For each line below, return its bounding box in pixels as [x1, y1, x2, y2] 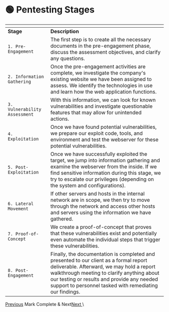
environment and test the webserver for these [50, 136, 158, 143]
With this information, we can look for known [50, 96, 156, 103]
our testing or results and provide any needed [50, 275, 158, 282]
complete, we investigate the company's [50, 69, 146, 76]
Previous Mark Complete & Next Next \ [5, 301, 84, 307]
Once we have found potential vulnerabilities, [50, 123, 157, 130]
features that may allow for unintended [50, 109, 142, 116]
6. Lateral [8, 201, 34, 206]
